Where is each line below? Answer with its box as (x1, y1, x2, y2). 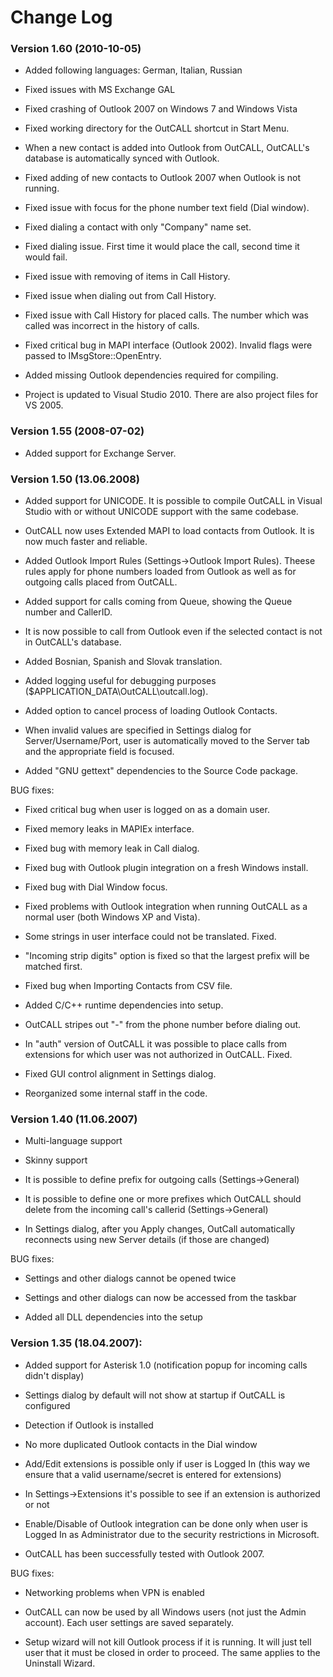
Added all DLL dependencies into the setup (24, 1311, 203, 1323)
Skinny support (24, 1154, 88, 1166)
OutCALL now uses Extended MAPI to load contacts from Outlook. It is (24, 525, 315, 537)
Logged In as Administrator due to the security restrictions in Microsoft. (24, 1528, 320, 1540)
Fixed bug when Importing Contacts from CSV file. (24, 980, 233, 992)
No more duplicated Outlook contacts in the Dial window (24, 1438, 258, 1450)
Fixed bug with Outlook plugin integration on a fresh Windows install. (24, 862, 309, 874)
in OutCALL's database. (24, 636, 122, 648)
